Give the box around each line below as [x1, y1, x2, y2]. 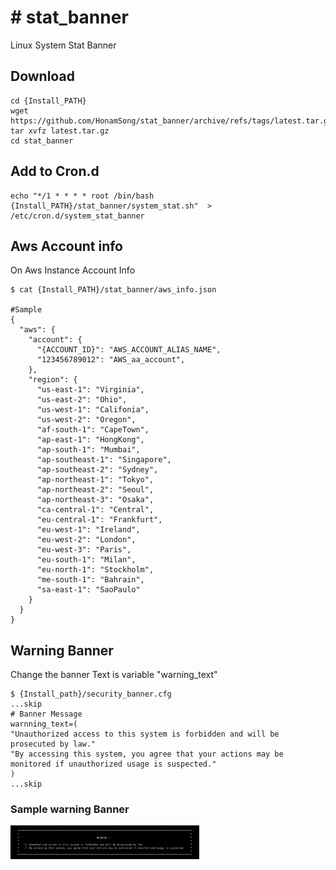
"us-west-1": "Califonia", [36, 405, 150, 415]
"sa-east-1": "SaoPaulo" [36, 585, 141, 595]
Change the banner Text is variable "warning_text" [10, 669, 218, 681]
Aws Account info [10, 237, 123, 255]
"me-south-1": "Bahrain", [36, 575, 145, 585]
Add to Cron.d [10, 163, 100, 180]
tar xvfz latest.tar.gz [10, 126, 110, 136]
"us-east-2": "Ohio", [36, 395, 128, 405]
